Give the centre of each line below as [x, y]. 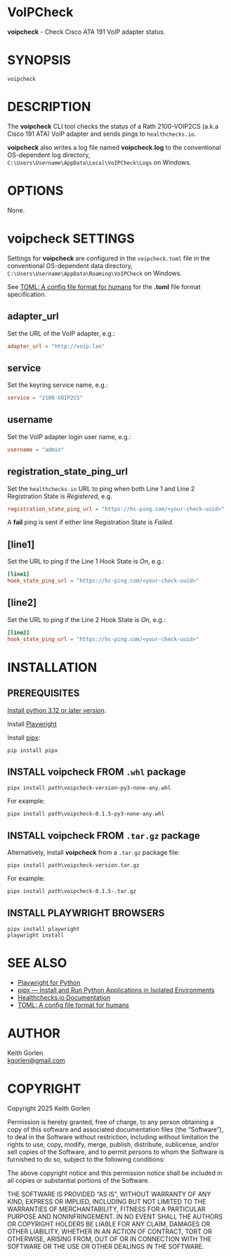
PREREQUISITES [44, 693]
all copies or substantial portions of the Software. [78, 1180]
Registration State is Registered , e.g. [60, 496]
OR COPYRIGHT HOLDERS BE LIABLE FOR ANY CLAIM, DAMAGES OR [109, 1224]
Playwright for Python [49, 982]
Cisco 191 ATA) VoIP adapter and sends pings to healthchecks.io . [102, 134]
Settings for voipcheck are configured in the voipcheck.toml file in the [109, 258]
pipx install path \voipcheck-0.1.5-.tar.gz [72, 892]
